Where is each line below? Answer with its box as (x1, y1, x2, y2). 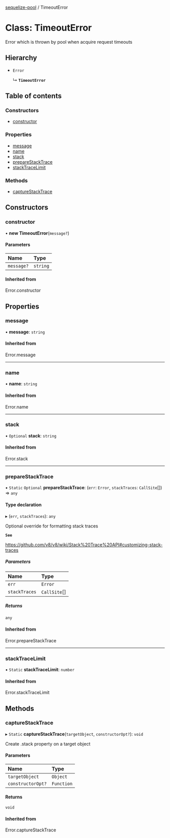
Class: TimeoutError (5, 22, 92, 34)
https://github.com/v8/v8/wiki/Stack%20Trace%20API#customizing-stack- (5, 541, 163, 548)
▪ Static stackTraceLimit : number (5, 666, 75, 672)
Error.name (5, 404, 29, 410)
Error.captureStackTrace (5, 827, 57, 833)
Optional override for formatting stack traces (5, 523, 99, 529)
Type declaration (5, 502, 42, 508)
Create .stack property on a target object (5, 740, 91, 747)
